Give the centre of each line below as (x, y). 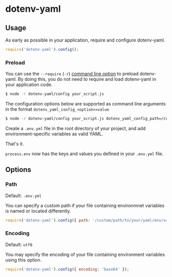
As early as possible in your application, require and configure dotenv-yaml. (85, 40)
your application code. (29, 84)
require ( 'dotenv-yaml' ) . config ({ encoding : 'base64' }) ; (67, 269)
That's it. (15, 143)
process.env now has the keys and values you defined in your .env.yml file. (84, 154)
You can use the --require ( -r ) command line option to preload (72, 74)
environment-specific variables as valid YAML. (54, 134)
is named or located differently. (38, 211)
